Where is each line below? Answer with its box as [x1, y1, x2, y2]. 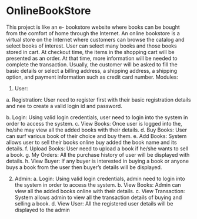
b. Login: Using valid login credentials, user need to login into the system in [6, 113, 188, 121]
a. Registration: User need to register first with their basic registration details [6, 96, 191, 103]
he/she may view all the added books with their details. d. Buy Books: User [6, 126, 187, 133]
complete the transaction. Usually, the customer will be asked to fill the [6, 60, 178, 68]
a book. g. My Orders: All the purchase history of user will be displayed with [6, 151, 190, 158]
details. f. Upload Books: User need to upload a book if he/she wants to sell [6, 145, 189, 152]
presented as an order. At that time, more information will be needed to [6, 55, 178, 62]
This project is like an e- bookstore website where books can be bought [6, 23, 181, 31]
